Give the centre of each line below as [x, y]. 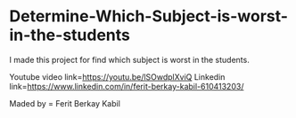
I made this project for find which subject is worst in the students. [129, 59]
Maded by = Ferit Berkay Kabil [65, 103]
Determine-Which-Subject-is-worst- [148, 16]
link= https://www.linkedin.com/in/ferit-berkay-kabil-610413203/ [127, 86]
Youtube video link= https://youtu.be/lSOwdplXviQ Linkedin [117, 76]
